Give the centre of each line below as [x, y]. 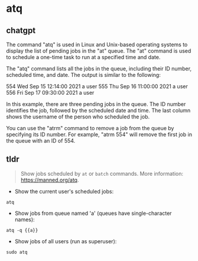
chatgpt [21, 30]
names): [25, 219]
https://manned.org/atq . [50, 180]
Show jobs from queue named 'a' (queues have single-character [93, 213]
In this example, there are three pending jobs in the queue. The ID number [96, 104]
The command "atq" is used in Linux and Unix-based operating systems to [97, 44]
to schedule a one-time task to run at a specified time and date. [83, 57]
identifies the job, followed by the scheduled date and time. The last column [98, 110]
